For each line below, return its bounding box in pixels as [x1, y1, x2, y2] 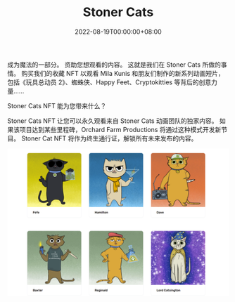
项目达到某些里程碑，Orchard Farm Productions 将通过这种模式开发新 [19, 125, 222, 133]
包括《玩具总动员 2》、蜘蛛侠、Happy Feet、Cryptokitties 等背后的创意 [7, 78, 212, 86]
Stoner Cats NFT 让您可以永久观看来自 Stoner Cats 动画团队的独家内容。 [7, 117, 218, 125]
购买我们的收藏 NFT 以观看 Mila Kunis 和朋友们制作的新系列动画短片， [20, 69, 225, 77]
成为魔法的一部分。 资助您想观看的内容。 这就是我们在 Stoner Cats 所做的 [7, 60, 222, 69]
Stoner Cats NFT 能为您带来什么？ [7, 101, 107, 110]
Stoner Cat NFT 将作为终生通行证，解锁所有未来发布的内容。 [20, 134, 198, 143]
